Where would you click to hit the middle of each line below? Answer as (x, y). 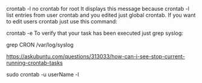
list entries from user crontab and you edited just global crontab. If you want (101, 15)
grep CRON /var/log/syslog (40, 45)
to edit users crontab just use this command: (62, 21)
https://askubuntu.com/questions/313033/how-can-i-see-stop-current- (96, 56)
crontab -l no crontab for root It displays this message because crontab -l (98, 9)
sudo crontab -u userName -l (43, 74)
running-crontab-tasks (34, 63)
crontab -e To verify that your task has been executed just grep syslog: (95, 33)
